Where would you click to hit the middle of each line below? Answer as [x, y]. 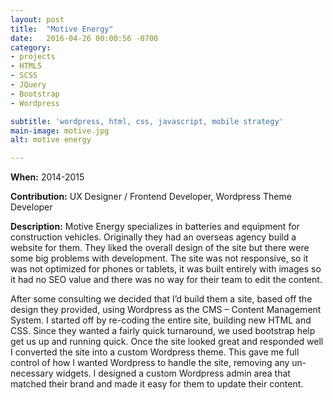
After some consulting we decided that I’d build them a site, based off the [161, 299]
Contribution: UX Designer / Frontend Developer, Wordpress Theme [151, 197]
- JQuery [28, 85]
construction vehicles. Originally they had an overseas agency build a [153, 237]
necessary [32, 373]
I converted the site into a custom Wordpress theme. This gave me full [155, 352]
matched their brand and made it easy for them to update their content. [157, 384]
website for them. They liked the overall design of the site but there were [160, 248]
